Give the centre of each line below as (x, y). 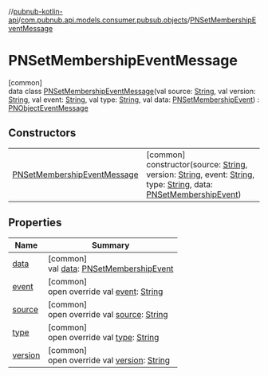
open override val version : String (108, 360)
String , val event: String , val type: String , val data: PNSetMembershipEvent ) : (134, 100)
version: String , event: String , (201, 174)
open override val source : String (108, 314)
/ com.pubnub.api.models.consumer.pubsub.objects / (104, 20)
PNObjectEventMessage (49, 108)
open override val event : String (105, 292)
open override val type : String (103, 337)
